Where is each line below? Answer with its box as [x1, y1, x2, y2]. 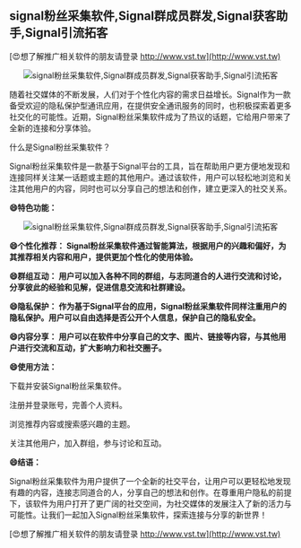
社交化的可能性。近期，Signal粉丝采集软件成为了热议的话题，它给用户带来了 [9, 111, 291, 122]
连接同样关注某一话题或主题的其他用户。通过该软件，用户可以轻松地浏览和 [9, 171, 284, 182]
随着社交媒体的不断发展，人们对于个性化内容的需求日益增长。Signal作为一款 [9, 89, 291, 100]
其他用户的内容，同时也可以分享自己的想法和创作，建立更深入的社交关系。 [16, 183, 292, 194]
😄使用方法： [9, 361, 57, 372]
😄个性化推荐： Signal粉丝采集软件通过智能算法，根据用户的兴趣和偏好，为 [9, 240, 287, 251]
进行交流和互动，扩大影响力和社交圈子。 [16, 342, 167, 352]
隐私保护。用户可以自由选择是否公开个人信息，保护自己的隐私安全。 [9, 312, 261, 323]
